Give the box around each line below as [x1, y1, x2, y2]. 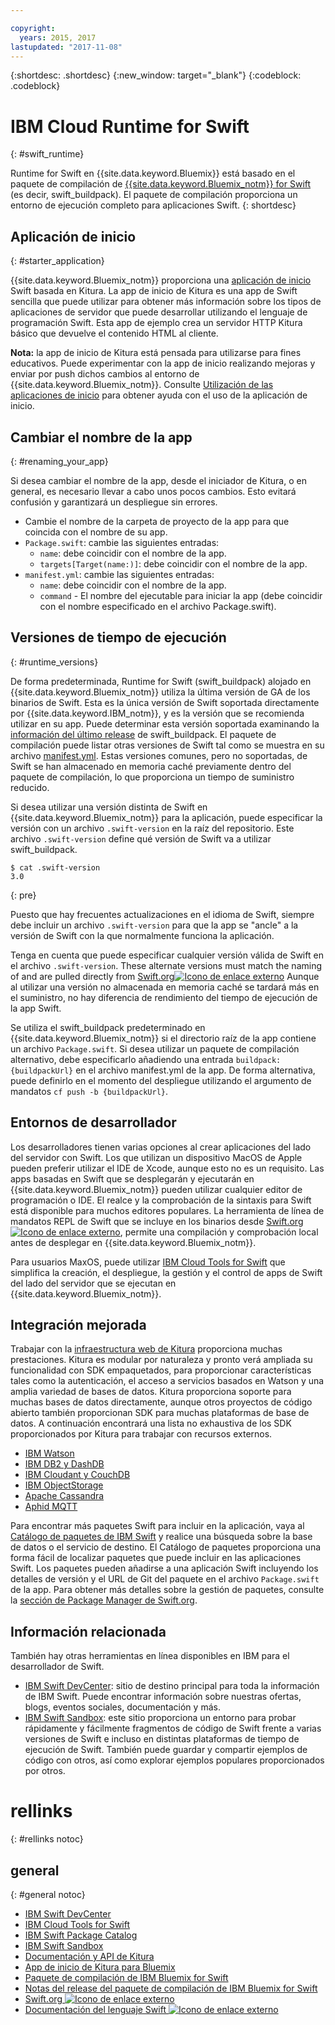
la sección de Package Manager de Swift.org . [10, 1594, 198, 1606]
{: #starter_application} [10, 255, 105, 267]
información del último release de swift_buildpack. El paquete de [10, 728, 277, 740]
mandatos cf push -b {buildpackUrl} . [10, 1085, 169, 1097]
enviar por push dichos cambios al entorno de [10, 368, 200, 380]
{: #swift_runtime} [10, 148, 85, 160]
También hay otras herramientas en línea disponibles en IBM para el [10, 1650, 290, 1662]
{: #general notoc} [10, 1888, 86, 1900]
